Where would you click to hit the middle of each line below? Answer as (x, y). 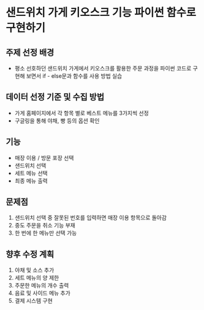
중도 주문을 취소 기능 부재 (45, 225)
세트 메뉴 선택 (31, 173)
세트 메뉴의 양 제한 (37, 278)
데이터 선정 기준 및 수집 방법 (55, 97)
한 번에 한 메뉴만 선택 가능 (46, 233)
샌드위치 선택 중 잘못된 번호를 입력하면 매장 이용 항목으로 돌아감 (90, 217)
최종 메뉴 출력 (31, 181)
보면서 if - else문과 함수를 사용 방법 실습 (74, 76)
